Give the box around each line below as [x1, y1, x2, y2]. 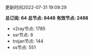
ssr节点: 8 [12, 32, 34, 37]
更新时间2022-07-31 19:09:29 [5, 4, 67, 10]
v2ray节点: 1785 [12, 25, 46, 31]
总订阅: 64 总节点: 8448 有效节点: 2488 [5, 15, 88, 21]
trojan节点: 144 [12, 38, 44, 44]
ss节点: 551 [12, 44, 36, 50]
